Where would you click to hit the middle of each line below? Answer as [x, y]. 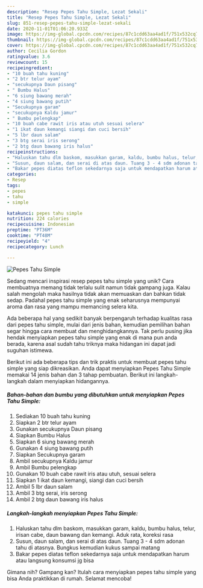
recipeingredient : [30, 68]
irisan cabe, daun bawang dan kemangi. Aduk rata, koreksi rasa [94, 535]
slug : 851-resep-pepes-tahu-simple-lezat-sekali [69, 23]
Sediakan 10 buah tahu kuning [53, 416]
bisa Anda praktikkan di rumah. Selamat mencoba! [69, 578]
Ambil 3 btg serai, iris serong [51, 493]
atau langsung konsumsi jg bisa [55, 560]
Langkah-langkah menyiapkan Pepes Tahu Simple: [72, 513]
